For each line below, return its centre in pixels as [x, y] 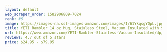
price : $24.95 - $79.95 [30, 42]
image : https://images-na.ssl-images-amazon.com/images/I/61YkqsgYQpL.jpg [84, 24]
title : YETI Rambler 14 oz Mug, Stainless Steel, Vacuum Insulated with [82, 28]
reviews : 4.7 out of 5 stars [35, 38]
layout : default [22, 10]
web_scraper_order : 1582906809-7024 [43, 14]
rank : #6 [14, 19]
